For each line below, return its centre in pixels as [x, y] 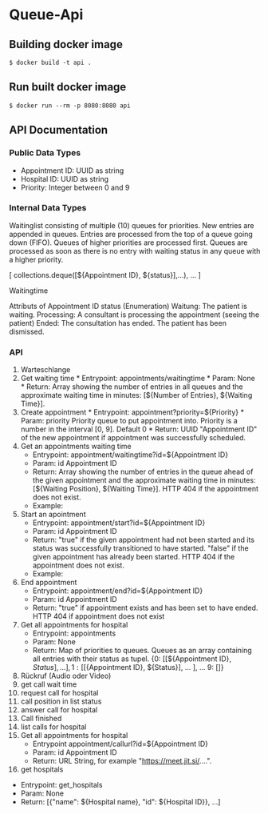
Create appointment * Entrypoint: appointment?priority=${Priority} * [132, 412]
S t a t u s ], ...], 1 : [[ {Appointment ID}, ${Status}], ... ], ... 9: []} [128, 668]
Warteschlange [45, 370]
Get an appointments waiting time [76, 447]
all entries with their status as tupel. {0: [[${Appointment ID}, [132, 659]
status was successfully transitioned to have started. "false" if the [141, 548]
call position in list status [61, 701]
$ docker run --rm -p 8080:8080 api [70, 106]
